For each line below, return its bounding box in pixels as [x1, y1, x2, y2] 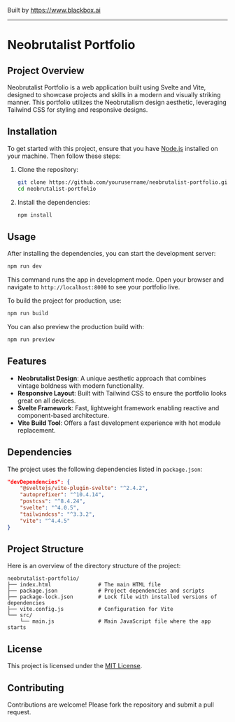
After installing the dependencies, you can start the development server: [7, 250, 216, 258]
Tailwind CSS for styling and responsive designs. [7, 106, 148, 114]
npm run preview [7, 336, 55, 343]
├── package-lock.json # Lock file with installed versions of [7, 593, 218, 600]
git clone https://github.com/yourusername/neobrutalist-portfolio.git [17, 178, 231, 186]
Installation [7, 126, 57, 138]
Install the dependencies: [17, 198, 91, 206]
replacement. [17, 426, 56, 434]
